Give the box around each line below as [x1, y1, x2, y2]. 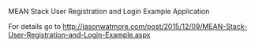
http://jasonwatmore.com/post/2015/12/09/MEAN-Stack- [62, 22, 248, 31]
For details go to [8, 22, 62, 31]
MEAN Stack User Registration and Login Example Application [8, 7, 210, 16]
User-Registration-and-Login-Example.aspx [8, 31, 151, 39]
